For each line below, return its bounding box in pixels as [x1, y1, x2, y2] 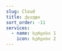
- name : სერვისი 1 [11, 30, 57, 36]
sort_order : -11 [6, 19, 46, 25]
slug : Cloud [6, 8, 35, 15]
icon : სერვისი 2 [16, 36, 57, 42]
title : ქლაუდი [6, 14, 41, 20]
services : [6, 25, 30, 31]
